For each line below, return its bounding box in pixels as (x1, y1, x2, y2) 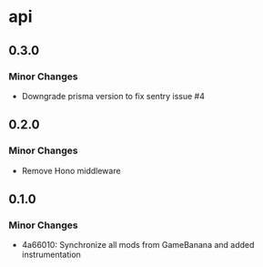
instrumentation (21, 249, 81, 261)
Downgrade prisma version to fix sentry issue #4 (21, 90, 206, 101)
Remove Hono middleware (21, 165, 121, 176)
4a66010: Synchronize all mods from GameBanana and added (21, 240, 255, 251)
